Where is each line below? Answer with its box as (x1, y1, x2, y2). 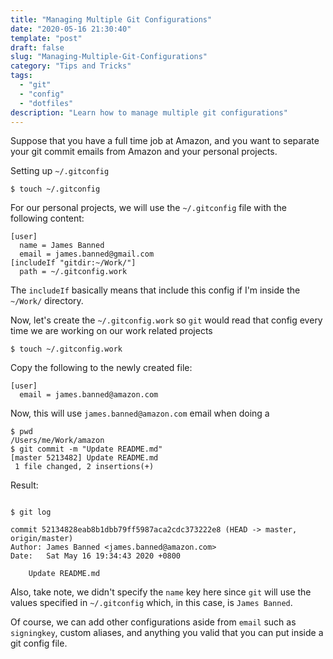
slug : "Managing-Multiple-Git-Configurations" (10, 52, 208, 62)
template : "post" (10, 33, 83, 43)
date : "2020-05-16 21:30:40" (10, 24, 132, 34)
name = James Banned (19, 241, 105, 251)
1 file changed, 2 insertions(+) (14, 462, 155, 472)
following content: (10, 212, 85, 225)
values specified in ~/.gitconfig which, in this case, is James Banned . (10, 597, 293, 609)
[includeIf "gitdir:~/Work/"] (10, 258, 137, 268)
